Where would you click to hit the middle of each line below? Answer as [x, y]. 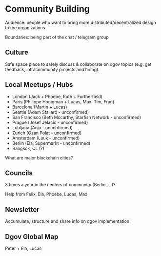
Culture [17, 52]
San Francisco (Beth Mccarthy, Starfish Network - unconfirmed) [77, 117]
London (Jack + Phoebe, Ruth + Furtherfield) [57, 97]
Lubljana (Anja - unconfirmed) [42, 127]
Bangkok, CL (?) [28, 148]
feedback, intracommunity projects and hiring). [52, 69]
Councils [19, 173]
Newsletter [22, 209]
